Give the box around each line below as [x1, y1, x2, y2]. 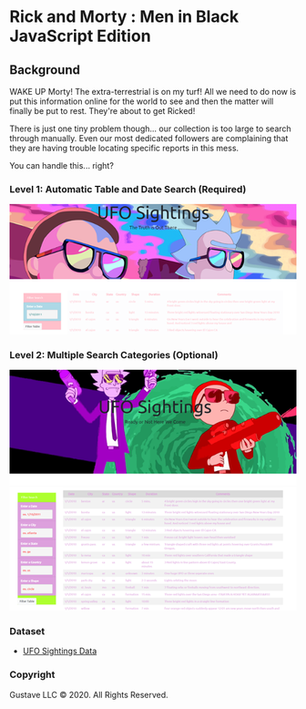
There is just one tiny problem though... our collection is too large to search [9, 123, 291, 134]
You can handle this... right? [9, 160, 114, 170]
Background [9, 62, 80, 77]
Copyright [9, 668, 56, 681]
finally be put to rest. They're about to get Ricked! [9, 106, 196, 116]
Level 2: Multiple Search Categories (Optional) [9, 348, 219, 361]
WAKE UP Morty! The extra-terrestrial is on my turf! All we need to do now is [9, 87, 297, 97]
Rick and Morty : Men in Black [9, 6, 240, 27]
